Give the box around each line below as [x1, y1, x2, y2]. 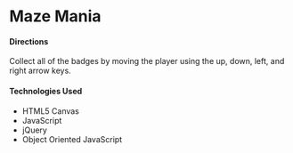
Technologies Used [9, 85, 83, 96]
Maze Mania [9, 6, 102, 27]
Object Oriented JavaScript [21, 133, 123, 144]
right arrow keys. [9, 65, 71, 76]
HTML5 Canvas [21, 105, 80, 117]
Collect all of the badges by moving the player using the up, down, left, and [9, 56, 285, 67]
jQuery [21, 125, 47, 135]
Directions [9, 36, 49, 46]
